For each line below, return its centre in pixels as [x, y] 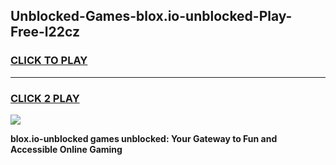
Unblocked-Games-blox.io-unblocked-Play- [151, 16]
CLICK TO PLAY [49, 61]
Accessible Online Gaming [66, 149]
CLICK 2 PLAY [45, 98]
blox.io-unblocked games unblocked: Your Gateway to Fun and [144, 138]
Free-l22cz [45, 32]
